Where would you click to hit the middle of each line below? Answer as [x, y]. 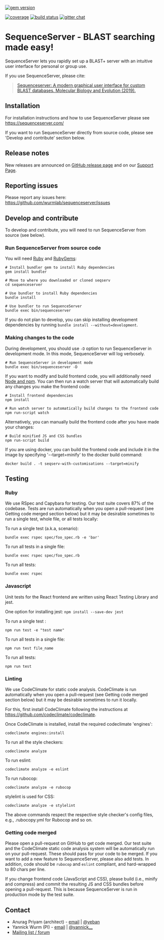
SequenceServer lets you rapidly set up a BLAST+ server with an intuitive [79, 61]
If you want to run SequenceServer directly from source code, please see [79, 132]
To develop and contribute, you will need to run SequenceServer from [75, 230]
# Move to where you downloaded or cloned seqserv [58, 281]
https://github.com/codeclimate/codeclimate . [51, 714]
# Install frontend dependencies [39, 396]
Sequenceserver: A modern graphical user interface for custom [81, 85]
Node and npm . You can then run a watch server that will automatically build [82, 381]
